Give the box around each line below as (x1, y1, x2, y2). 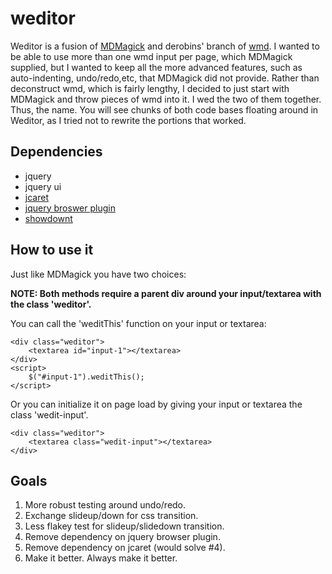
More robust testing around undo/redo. (24, 499, 187, 511)
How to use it (10, 242, 94, 259)
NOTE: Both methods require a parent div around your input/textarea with (10, 287, 322, 299)
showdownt (24, 212, 73, 224)
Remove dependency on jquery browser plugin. (24, 531, 221, 543)
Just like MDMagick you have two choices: (10, 268, 187, 280)
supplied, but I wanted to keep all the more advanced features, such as (10, 61, 303, 73)
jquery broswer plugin (24, 202, 116, 214)
